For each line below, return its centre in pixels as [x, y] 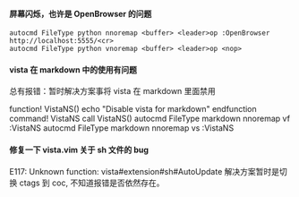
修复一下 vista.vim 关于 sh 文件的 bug [79, 150]
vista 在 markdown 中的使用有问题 [73, 69]
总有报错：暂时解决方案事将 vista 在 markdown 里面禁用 [113, 91]
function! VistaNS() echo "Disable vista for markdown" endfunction [133, 109]
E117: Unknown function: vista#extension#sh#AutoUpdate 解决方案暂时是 [145, 171]
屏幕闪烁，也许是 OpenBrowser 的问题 [81, 13]
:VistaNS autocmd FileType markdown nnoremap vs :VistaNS [122, 128]
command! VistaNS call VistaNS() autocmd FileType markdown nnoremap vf [150, 119]
